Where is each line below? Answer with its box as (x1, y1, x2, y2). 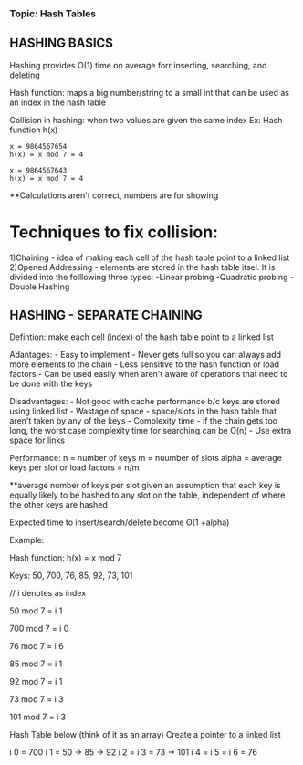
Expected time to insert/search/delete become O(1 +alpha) (9, 517, 230, 528)
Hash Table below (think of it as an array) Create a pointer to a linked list (9, 729, 281, 740)
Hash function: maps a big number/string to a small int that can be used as (9, 87, 290, 98)
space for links (9, 435, 66, 445)
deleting (9, 69, 41, 80)
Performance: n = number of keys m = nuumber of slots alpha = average (9, 453, 283, 464)
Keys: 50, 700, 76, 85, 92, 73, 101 (9, 570, 133, 582)
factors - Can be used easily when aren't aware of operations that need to (9, 369, 288, 380)
